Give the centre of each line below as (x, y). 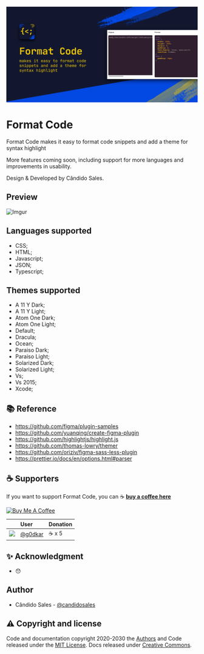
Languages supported (49, 231)
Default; (25, 331)
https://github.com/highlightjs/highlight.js (67, 439)
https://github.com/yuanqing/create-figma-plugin (77, 433)
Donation (60, 524)
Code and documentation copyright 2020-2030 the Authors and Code (94, 638)
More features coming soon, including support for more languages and (95, 160)
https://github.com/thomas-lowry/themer (66, 446)
